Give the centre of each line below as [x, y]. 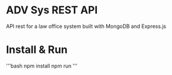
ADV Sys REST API [52, 10]
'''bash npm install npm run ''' [42, 66]
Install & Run [37, 50]
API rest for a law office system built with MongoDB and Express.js [86, 26]
